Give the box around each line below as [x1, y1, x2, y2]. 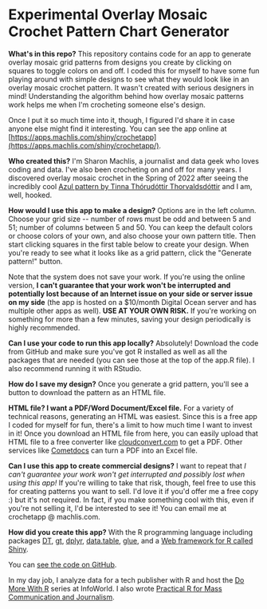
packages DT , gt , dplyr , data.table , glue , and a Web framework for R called [8, 536, 253, 545]
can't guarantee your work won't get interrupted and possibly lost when [8, 469, 245, 479]
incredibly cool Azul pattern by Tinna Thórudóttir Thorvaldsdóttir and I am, [8, 181, 253, 191]
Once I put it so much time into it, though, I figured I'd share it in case [8, 115, 235, 125]
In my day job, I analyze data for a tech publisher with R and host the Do [8, 575, 245, 584]
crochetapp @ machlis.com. [8, 512, 101, 521]
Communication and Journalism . [8, 592, 116, 602]
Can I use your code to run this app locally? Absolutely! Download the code [8, 338, 259, 348]
